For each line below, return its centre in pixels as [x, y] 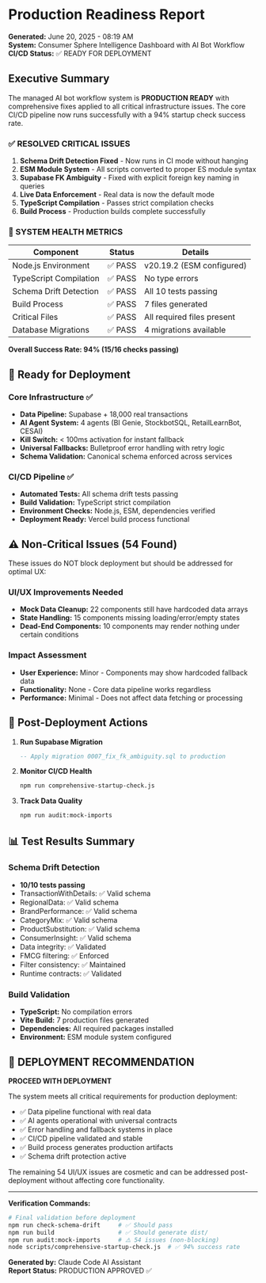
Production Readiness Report [107, 15]
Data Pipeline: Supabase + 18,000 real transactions [104, 414]
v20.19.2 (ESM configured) [195, 265]
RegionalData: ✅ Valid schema [69, 902]
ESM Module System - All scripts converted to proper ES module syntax [138, 169]
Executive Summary [59, 79]
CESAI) [31, 431]
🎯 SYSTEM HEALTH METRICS [66, 231]
